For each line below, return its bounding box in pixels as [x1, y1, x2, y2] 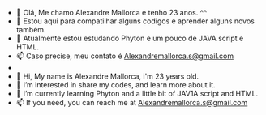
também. [15, 25, 46, 34]
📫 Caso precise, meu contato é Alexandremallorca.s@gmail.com [15, 51, 234, 61]
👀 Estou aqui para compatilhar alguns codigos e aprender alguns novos [15, 16, 255, 26]
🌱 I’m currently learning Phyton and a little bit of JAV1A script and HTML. [15, 89, 259, 98]
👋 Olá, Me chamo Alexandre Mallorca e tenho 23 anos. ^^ [15, 8, 208, 17]
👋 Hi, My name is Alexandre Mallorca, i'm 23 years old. [15, 71, 199, 81]
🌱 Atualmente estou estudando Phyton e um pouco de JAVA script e [15, 33, 244, 43]
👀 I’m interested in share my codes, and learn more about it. [15, 80, 217, 89]
